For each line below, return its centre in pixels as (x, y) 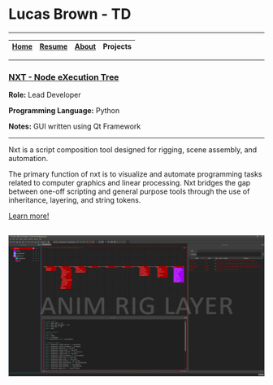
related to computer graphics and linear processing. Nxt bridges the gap (130, 183)
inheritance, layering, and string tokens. (75, 200)
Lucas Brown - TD (70, 14)
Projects (117, 46)
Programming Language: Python (64, 111)
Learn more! (29, 216)
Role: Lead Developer (45, 95)
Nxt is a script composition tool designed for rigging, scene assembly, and (133, 150)
